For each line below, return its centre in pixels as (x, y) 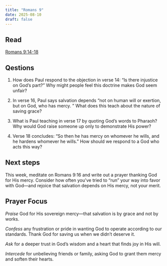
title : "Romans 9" (24, 10)
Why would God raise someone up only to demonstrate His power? (82, 126)
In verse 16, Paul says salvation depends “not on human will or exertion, (87, 100)
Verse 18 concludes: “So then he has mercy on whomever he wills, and (86, 136)
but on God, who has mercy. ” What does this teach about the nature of (86, 106)
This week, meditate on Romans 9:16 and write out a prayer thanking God (81, 175)
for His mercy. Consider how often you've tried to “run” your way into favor (83, 180)
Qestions (20, 68)
